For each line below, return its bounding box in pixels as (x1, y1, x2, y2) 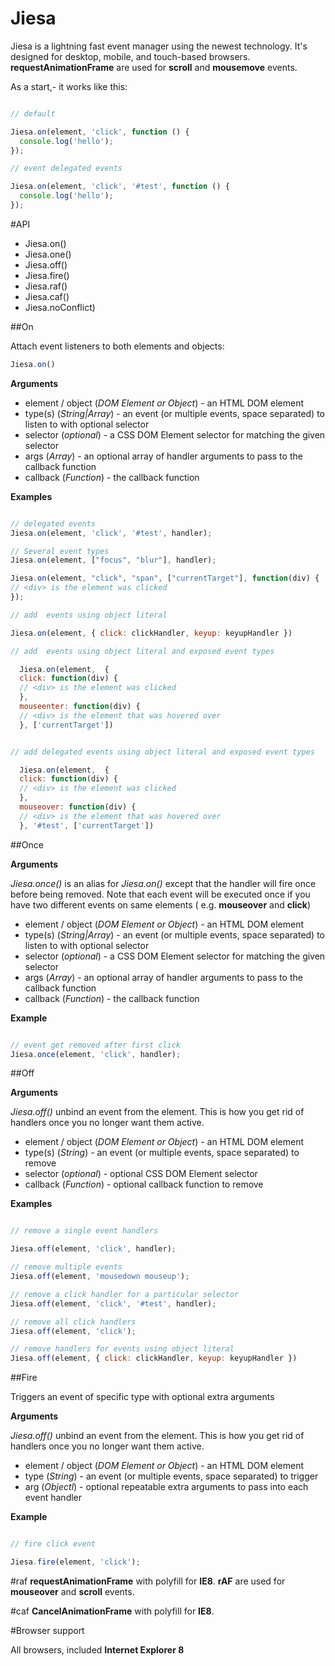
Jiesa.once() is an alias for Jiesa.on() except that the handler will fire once (10, 877, 317, 889)
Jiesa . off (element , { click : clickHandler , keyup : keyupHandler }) (10, 1353, 298, 1364)
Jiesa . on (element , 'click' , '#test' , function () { (10, 182, 230, 192)
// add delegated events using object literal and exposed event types (10, 747, 315, 757)
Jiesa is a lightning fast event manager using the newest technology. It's (10, 40, 308, 52)
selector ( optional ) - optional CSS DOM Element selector (24, 1168, 258, 1180)
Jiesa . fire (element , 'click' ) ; (10, 1557, 141, 1567)
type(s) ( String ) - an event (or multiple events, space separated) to (24, 1147, 300, 1159)
